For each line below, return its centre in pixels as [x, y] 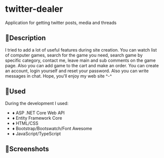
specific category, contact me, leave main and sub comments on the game [80, 60]
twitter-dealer [34, 9]
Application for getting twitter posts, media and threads [61, 23]
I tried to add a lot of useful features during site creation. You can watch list [81, 50]
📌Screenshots [27, 149]
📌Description [25, 38]
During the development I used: [37, 103]
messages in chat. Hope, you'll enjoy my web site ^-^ [59, 76]
